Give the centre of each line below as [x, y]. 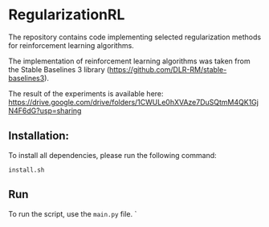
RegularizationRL [67, 15]
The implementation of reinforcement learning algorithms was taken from [129, 61]
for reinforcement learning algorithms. [71, 45]
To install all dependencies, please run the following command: [112, 155]
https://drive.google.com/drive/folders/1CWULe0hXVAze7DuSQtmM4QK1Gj [134, 102]
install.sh [26, 170]
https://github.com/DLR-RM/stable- [168, 69]
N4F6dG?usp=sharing [45, 111]
